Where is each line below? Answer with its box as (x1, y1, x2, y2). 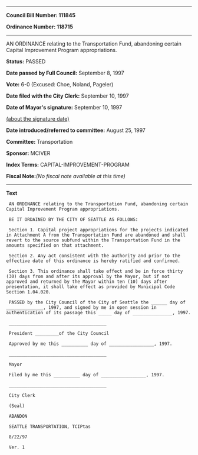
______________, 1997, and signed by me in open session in (6, 305, 157, 311)
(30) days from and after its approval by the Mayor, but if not (6, 273, 170, 279)
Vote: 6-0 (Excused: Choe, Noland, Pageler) (6, 81, 114, 88)
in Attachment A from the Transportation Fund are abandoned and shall (6, 232, 186, 238)
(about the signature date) (6, 115, 70, 122)
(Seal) (8, 403, 25, 409)
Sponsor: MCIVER (6, 150, 51, 157)
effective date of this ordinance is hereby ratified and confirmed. (6, 258, 181, 264)
